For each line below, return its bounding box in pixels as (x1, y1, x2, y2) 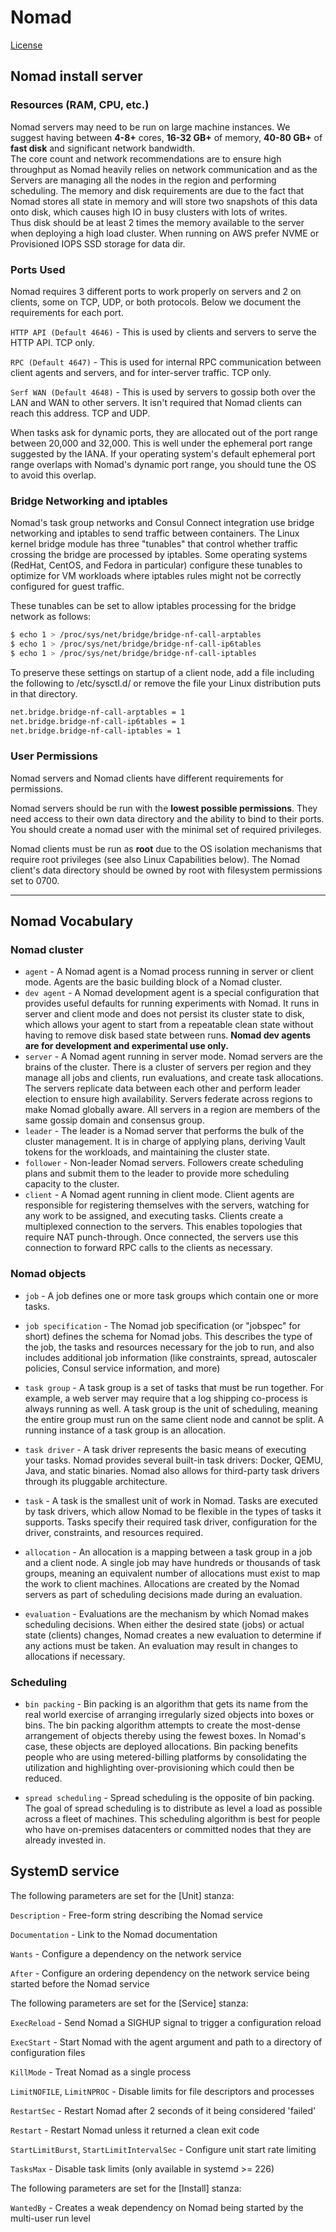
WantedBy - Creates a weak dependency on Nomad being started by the (10, 2201, 304, 2213)
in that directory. (10, 687, 78, 700)
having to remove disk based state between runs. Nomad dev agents (24, 1029, 312, 1041)
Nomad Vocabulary (10, 913, 134, 930)
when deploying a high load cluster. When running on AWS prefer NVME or (10, 227, 320, 239)
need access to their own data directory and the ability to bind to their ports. (10, 812, 325, 825)
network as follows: (10, 611, 92, 623)
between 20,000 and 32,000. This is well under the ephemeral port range (10, 437, 313, 449)
